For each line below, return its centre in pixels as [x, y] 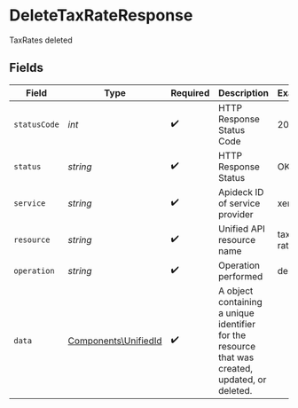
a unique [236, 313]
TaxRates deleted [41, 40]
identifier [237, 324]
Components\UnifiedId [115, 341]
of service [239, 203]
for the [232, 335]
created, [236, 368]
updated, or [243, 380]
